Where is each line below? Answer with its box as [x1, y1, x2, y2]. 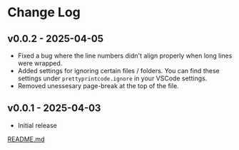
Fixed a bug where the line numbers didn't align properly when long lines [17, 51, 233, 60]
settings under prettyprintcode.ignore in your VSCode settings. [17, 74, 208, 82]
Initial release [17, 121, 57, 129]
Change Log [7, 4, 81, 21]
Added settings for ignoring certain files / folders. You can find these [17, 67, 220, 75]
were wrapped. [17, 59, 63, 68]
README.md [7, 134, 45, 143]
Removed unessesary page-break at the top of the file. [17, 82, 180, 90]
